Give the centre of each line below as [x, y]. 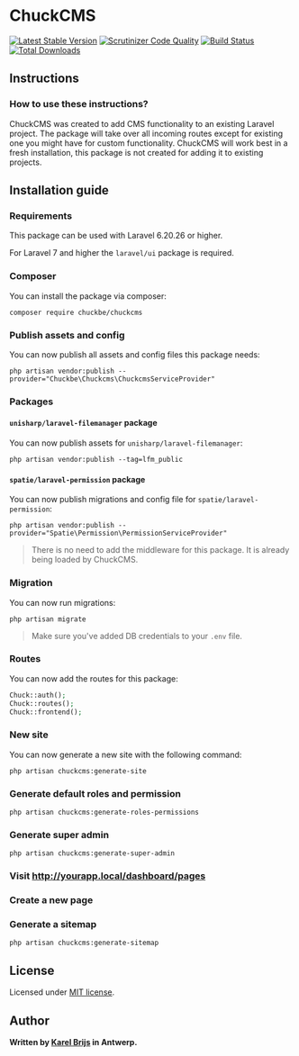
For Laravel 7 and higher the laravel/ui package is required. [122, 253]
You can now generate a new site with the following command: [126, 754]
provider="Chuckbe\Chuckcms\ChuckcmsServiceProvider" [113, 379]
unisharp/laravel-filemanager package [83, 423]
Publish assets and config [67, 335]
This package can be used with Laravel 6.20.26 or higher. [116, 236]
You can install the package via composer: [88, 296]
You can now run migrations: [63, 602]
